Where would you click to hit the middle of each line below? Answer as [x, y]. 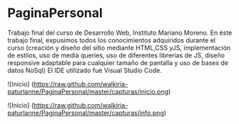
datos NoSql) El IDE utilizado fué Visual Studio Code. [85, 70]
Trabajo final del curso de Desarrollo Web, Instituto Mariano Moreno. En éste [120, 33]
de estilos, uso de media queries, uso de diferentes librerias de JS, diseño [116, 55]
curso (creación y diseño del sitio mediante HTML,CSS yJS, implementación [119, 47]
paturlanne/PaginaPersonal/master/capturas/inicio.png [88, 91]
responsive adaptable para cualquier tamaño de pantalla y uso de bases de [118, 62]
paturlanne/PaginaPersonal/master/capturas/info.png [86, 113]
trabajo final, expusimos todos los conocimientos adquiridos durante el [112, 40]
